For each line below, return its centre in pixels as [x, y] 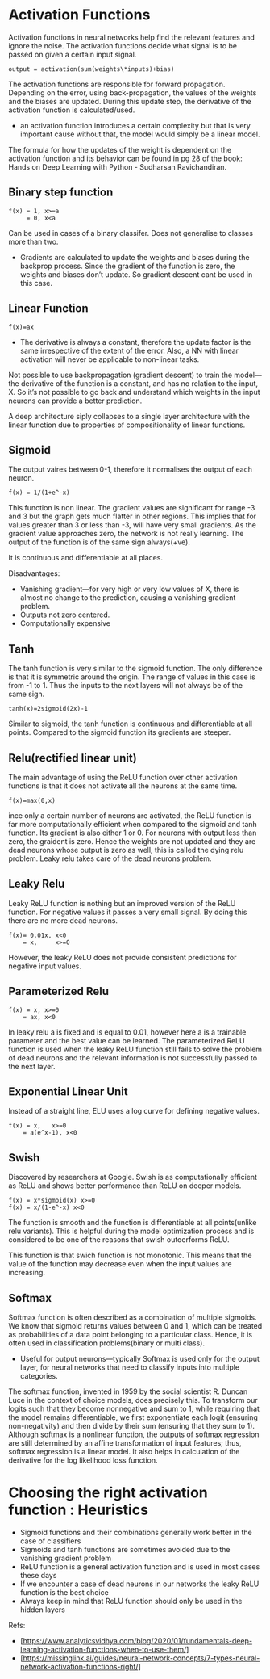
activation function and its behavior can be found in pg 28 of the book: [126, 158]
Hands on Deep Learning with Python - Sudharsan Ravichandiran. [118, 166]
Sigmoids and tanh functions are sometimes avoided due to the [125, 1549]
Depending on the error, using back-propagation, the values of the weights [133, 92]
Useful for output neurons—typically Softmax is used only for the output [140, 1359]
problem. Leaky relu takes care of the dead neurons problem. [110, 858]
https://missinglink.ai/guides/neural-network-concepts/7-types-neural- [141, 1658]
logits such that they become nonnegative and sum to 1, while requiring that [134, 1409]
